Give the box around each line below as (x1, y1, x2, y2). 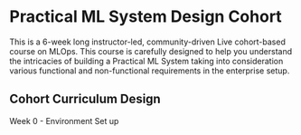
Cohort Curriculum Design (9, 92, 161, 107)
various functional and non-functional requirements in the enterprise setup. (9, 65, 290, 76)
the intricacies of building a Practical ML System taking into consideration (9, 55, 284, 66)
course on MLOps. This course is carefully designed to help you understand (9, 45, 292, 56)
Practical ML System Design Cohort (9, 6, 282, 27)
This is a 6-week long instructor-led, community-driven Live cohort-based (9, 36, 287, 47)
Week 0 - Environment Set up (9, 115, 119, 126)
